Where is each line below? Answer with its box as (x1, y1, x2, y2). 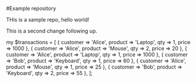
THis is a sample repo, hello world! (6, 16, 90, 23)
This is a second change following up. (6, 27, 98, 34)
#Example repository (6, 5, 57, 12)
